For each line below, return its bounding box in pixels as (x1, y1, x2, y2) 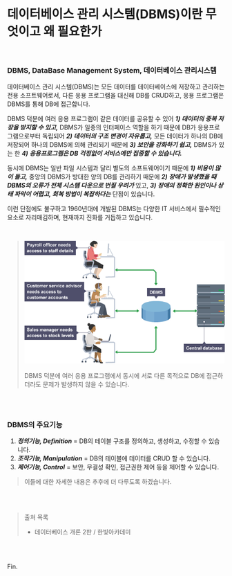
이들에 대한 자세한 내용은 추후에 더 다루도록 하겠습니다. (23, 477, 172, 485)
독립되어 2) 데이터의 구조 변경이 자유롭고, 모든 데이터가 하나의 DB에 (42, 132, 223, 141)
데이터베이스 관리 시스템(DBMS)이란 (7, 6, 203, 22)
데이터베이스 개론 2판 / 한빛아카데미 (34, 528, 131, 536)
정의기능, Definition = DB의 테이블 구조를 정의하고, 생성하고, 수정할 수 (17, 437, 207, 445)
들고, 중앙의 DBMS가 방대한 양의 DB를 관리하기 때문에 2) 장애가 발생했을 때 (14, 172, 217, 181)
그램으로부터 (7, 132, 41, 141)
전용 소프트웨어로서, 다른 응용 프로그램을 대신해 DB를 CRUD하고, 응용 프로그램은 (7, 91, 224, 100)
